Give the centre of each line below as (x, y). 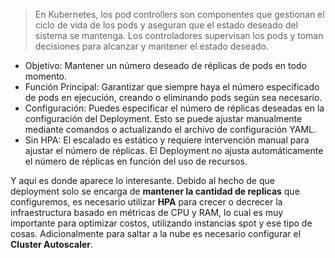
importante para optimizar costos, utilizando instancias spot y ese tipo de (161, 223)
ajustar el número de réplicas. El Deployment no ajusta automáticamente (174, 150)
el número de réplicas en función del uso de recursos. (136, 161)
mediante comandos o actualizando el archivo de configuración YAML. (170, 129)
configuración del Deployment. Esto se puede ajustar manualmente (163, 118)
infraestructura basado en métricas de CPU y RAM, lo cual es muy (147, 212)
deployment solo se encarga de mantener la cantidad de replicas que (155, 191)
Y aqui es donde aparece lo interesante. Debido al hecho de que (142, 180)
